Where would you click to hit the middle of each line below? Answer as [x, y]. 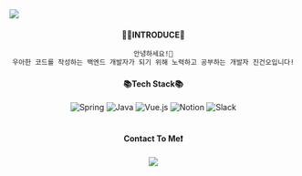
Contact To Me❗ [153, 138]
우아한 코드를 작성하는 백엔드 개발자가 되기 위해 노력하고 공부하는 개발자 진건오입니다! [153, 63]
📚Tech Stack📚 [153, 83]
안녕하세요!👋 [153, 54]
